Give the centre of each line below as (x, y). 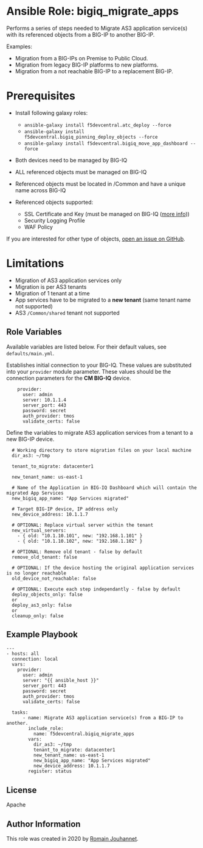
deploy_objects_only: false (47, 594)
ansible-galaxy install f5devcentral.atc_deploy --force (98, 125)
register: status (50, 771)
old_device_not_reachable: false (54, 578)
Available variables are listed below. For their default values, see (87, 347)
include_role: (46, 729)
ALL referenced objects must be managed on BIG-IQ (81, 172)
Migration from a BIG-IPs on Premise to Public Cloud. (81, 58)
